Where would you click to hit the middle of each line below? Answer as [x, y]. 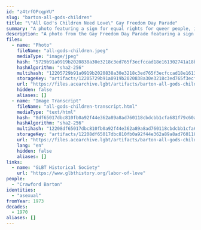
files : [14, 40]
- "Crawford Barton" [37, 184]
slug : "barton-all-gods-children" [49, 17]
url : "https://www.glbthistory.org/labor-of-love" [81, 173]
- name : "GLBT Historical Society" [56, 168]
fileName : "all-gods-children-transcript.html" [77, 106]
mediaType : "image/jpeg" [48, 56]
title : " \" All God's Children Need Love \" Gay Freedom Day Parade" [92, 23]
